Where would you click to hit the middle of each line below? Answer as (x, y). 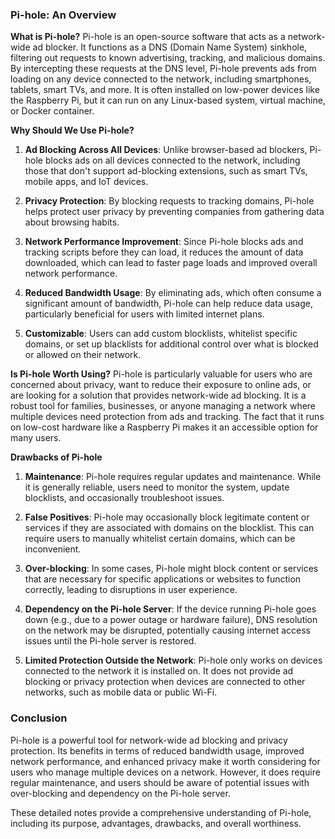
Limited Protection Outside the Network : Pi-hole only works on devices (173, 660)
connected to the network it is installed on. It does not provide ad (159, 671)
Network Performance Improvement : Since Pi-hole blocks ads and (164, 242)
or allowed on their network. (83, 355)
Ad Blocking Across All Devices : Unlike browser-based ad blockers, (166, 150)
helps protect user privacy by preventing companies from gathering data (174, 212)
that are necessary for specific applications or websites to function (163, 579)
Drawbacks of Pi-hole (56, 457)
